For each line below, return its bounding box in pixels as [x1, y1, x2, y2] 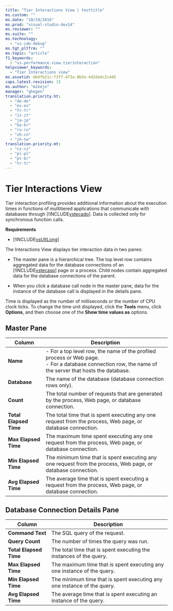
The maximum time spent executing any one [45, 433, 153, 440]
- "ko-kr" [10, 122, 31, 128]
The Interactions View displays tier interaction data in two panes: [5, 246, 143, 252]
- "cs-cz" [10, 146, 31, 152]
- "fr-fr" [10, 108, 31, 113]
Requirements [5, 226, 37, 232]
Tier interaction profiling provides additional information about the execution [5, 200, 167, 206]
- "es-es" [10, 103, 31, 109]
